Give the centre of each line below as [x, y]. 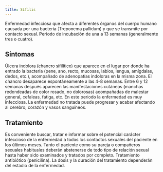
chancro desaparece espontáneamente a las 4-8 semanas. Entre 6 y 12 [77, 81]
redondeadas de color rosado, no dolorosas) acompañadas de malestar [77, 92]
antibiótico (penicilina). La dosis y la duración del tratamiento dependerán [79, 160]
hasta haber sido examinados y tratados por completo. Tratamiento [72, 155]
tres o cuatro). [19, 39]
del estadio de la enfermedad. [35, 166]
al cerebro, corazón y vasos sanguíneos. [46, 107]
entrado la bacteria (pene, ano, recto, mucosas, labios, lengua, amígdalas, [79, 71]
